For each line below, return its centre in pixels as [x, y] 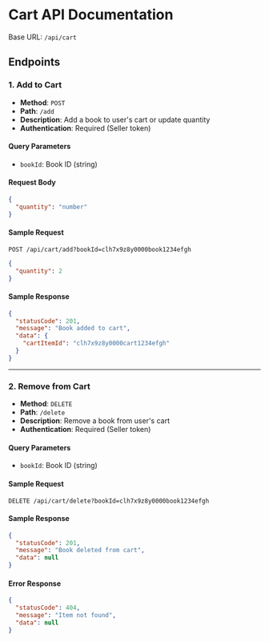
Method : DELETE [46, 404]
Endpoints [34, 62]
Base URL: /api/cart [43, 37]
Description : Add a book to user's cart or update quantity [115, 119]
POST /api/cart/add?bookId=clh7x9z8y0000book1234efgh [100, 249]
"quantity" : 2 [39, 271]
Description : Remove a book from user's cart [95, 421]
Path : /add [37, 111]
